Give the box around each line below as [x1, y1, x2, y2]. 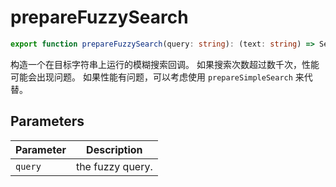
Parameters [10, 113, 85, 130]
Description [86, 142, 143, 156]
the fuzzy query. [75, 159, 153, 173]
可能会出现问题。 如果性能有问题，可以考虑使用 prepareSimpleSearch [10, 71, 293, 83]
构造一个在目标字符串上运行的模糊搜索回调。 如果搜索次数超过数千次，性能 [10, 58, 320, 70]
